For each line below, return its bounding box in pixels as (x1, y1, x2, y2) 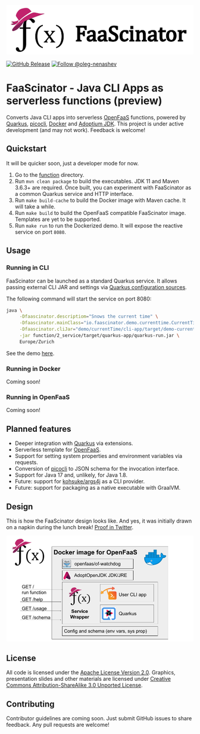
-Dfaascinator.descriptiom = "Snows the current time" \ (19, 314, 159, 320)
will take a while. (14, 202, 55, 210)
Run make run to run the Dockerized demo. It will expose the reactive (14, 222, 183, 229)
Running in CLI (6, 263, 49, 272)
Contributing (6, 699, 55, 709)
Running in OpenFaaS (6, 393, 70, 401)
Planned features (6, 423, 71, 434)
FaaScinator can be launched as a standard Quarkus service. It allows (6, 277, 177, 284)
